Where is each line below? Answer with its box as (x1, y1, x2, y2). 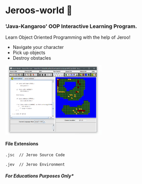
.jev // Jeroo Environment (5, 162, 65, 167)
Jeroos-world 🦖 (5, 5, 73, 16)
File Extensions (5, 140, 39, 147)
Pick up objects (12, 49, 45, 56)
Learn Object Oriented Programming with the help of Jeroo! (5, 34, 131, 40)
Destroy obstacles (12, 55, 51, 61)
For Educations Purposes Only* (5, 173, 74, 179)
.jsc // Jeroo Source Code (5, 152, 65, 157)
